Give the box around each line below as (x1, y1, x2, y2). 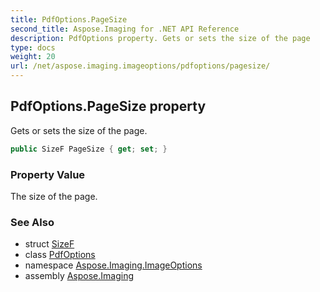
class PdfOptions (24, 249, 96, 261)
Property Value (10, 167, 86, 181)
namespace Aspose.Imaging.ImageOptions (24, 259, 203, 271)
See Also (10, 215, 55, 229)
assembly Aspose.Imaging (24, 270, 135, 282)
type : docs (10, 42, 56, 53)
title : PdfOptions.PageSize (10, 14, 128, 25)
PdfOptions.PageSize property (10, 98, 207, 115)
